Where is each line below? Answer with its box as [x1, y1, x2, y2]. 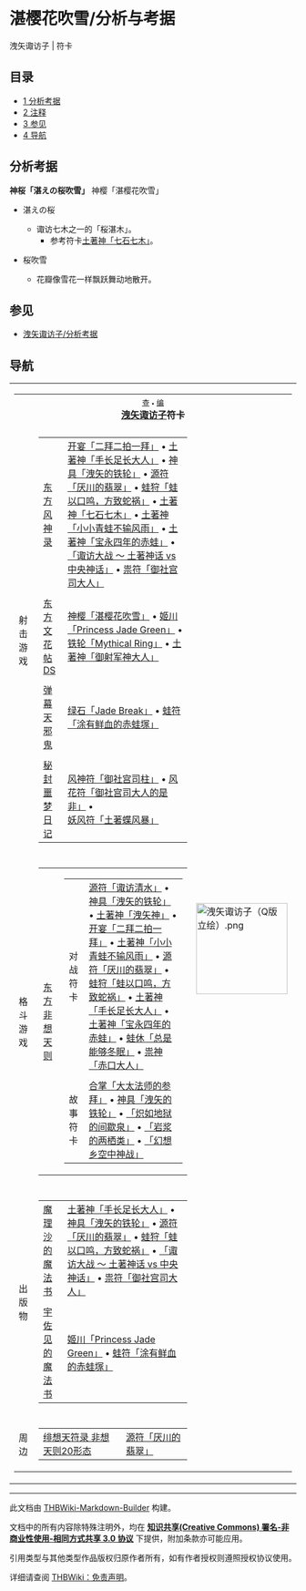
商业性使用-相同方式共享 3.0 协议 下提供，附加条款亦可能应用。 [9, 1533, 248, 1545]
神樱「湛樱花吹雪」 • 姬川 [66, 610, 178, 622]
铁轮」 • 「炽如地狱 [88, 1107, 172, 1120]
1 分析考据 [22, 95, 61, 106]
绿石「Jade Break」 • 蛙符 [66, 704, 181, 717]
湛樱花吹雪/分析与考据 [9, 8, 176, 29]
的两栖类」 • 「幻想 [88, 1134, 172, 1147]
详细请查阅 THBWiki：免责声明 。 [9, 1572, 132, 1583]
